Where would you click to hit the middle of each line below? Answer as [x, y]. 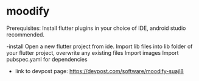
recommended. [25, 34]
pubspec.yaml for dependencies [47, 59]
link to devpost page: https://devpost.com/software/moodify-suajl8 [100, 71]
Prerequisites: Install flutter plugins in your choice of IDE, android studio [96, 28]
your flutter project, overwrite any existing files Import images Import [93, 52]
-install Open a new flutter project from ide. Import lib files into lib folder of [100, 46]
